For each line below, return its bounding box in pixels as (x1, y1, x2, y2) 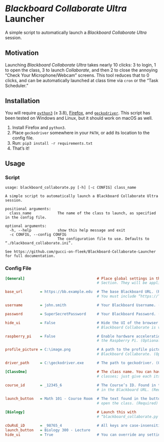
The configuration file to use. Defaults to (57, 237, 150, 242)
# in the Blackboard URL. (97, 387, 150, 392)
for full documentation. (5, 254, 56, 259)
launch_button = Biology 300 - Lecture (5, 427, 91, 433)
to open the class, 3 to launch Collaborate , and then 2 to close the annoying (5, 67, 158, 73)
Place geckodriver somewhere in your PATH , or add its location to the (12, 130, 150, 135)
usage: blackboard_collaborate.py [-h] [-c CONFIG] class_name (5, 185, 137, 190)
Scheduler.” (5, 83, 28, 88)
